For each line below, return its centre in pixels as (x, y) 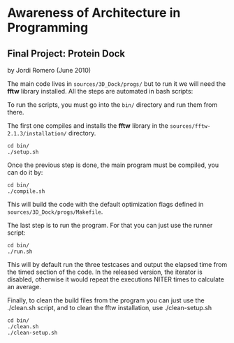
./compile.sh (26, 191)
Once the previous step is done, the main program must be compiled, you (113, 165)
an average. (24, 287)
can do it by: (25, 172)
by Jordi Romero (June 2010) (49, 70)
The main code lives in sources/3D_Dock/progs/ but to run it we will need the (116, 84)
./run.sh (20, 251)
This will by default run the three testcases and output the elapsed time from (117, 264)
